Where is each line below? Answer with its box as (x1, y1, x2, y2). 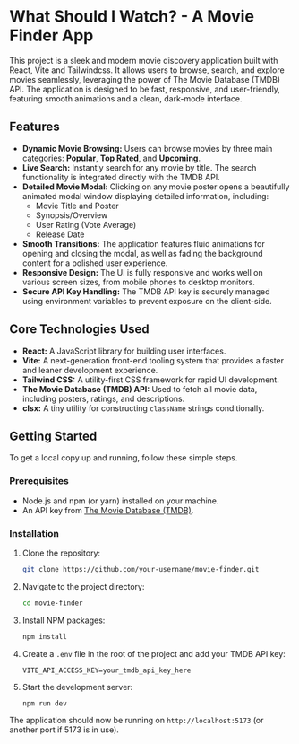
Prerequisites (9, 475, 69, 487)
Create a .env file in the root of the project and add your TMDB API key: (21, 648, 286, 659)
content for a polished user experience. (21, 258, 168, 268)
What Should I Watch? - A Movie (9, 6, 255, 27)
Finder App (9, 25, 94, 46)
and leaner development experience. (21, 364, 158, 375)
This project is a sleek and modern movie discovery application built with (9, 55, 278, 66)
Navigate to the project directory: (21, 581, 145, 591)
